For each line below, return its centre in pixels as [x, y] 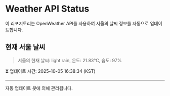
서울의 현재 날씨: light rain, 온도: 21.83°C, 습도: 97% [70, 60]
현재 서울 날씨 [25, 47]
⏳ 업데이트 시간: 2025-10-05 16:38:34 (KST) [50, 71]
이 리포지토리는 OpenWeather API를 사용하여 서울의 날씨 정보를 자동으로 [77, 23]
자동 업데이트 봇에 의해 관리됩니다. [39, 88]
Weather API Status [47, 9]
